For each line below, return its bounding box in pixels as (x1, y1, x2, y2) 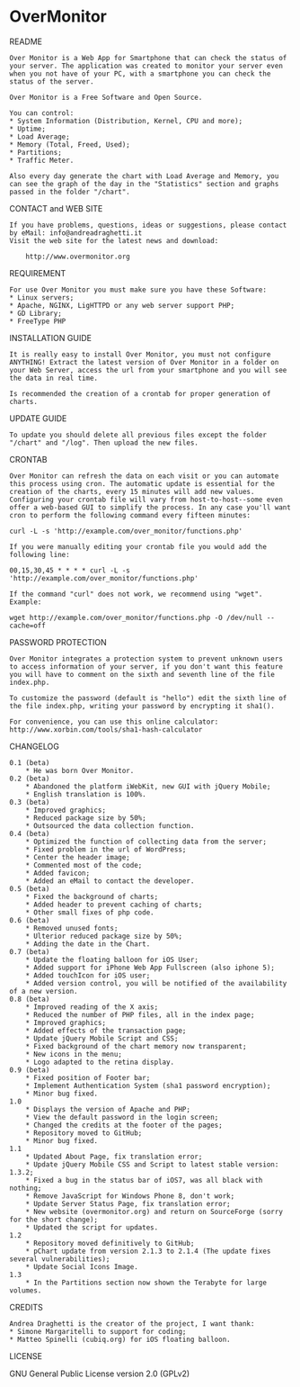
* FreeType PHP (9, 317, 66, 326)
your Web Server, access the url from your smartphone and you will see (9, 365, 287, 374)
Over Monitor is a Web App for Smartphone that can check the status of (9, 53, 287, 62)
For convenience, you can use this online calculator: (9, 717, 219, 726)
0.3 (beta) (9, 797, 50, 806)
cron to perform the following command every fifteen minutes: (9, 510, 251, 519)
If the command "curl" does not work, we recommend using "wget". (9, 590, 263, 599)
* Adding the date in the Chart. (25, 939, 151, 949)
